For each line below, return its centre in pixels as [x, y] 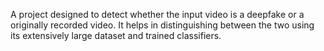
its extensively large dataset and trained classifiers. [116, 35]
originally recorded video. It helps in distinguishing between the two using [162, 25]
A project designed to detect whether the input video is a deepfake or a [157, 14]
